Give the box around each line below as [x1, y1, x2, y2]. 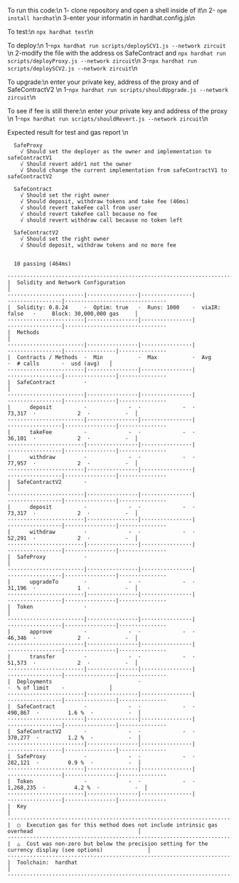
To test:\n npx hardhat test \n [7, 28, 94, 36]
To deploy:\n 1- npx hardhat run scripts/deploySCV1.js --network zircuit [7, 41, 226, 49]
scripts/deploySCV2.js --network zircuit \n [7, 64, 138, 72]
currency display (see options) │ [7, 847, 152, 854]
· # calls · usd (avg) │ [7, 360, 113, 367]
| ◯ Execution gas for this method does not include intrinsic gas [7, 822, 218, 829]
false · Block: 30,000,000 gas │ [7, 310, 139, 317]
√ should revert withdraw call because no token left [20, 217, 183, 224]
